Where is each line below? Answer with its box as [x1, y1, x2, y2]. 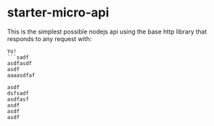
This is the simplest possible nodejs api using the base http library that [7, 27, 207, 36]
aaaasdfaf [7, 72, 36, 79]
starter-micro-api [7, 5, 109, 21]
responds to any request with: [7, 34, 92, 42]
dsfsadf [7, 90, 30, 97]
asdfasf [7, 96, 30, 103]
